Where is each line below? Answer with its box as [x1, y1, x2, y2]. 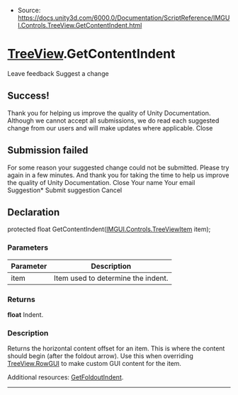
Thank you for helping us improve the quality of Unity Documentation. [7, 109, 211, 117]
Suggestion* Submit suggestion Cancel [7, 186, 123, 194]
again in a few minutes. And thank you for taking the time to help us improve [7, 170, 229, 179]
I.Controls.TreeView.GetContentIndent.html [17, 21, 142, 29]
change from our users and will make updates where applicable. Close [7, 123, 213, 132]
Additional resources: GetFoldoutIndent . [7, 373, 124, 382]
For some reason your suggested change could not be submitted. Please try [7, 163, 229, 172]
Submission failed [7, 145, 89, 157]
